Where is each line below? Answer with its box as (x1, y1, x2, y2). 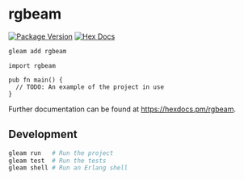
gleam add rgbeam (8, 47, 67, 55)
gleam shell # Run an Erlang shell (8, 164, 128, 172)
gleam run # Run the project (8, 149, 114, 157)
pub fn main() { (8, 76, 63, 84)
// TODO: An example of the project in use (15, 82, 164, 91)
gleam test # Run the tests (8, 157, 107, 165)
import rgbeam (8, 61, 57, 69)
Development (8, 128, 78, 141)
